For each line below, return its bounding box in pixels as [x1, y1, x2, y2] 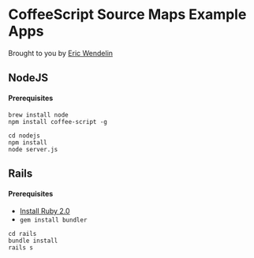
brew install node [8, 110, 69, 119]
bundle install [8, 237, 58, 245]
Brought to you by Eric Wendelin [8, 48, 113, 58]
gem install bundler [19, 216, 88, 224]
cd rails [8, 230, 37, 238]
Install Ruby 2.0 [19, 207, 70, 216]
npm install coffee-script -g [8, 118, 108, 125]
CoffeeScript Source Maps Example [8, 6, 247, 24]
